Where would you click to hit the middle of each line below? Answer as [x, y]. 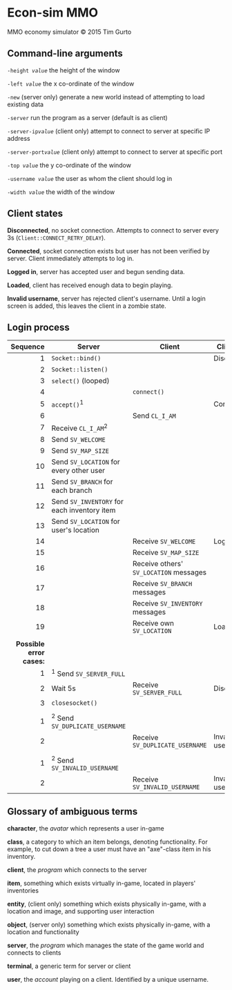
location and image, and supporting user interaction [81, 911]
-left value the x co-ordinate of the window [71, 84]
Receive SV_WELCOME [164, 541]
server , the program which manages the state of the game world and [106, 945]
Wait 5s [64, 688]
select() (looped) [80, 381]
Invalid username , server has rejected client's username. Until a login [106, 298]
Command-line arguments [65, 54]
